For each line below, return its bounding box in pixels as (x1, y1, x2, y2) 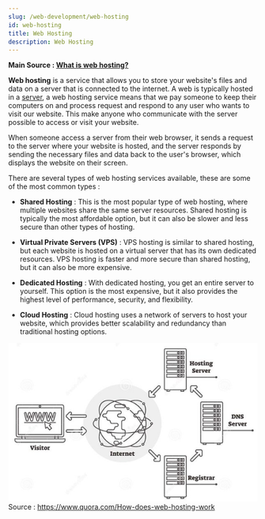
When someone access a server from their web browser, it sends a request (8, 133, 254, 142)
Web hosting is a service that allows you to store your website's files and (8, 76, 248, 85)
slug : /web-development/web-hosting (8, 13, 129, 21)
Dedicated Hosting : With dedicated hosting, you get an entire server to (19, 278, 255, 288)
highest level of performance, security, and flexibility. (19, 295, 194, 304)
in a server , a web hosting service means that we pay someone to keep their (8, 92, 257, 102)
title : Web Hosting (8, 29, 73, 37)
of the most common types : (8, 182, 100, 191)
